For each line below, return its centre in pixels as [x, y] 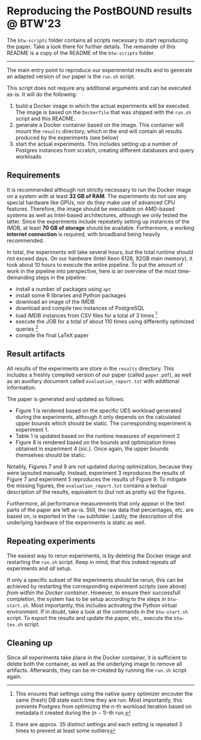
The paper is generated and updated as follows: [66, 399]
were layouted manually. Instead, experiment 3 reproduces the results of [96, 473]
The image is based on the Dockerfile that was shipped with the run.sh [103, 112]
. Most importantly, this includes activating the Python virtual [103, 605]
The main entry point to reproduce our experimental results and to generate [100, 70]
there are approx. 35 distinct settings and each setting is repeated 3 [99, 724]
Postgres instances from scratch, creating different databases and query [105, 150]
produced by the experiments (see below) [67, 137]
